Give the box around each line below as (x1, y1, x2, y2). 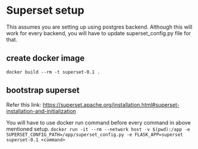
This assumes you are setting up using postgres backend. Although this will (6, 23, 193, 30)
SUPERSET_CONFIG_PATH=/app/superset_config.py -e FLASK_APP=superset (6, 132, 184, 138)
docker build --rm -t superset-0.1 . (6, 69, 100, 75)
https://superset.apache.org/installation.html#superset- (42, 101, 179, 108)
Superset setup (6, 4, 85, 17)
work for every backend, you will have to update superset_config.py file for (6, 29, 191, 36)
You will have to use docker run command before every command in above (6, 119, 191, 126)
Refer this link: (6, 101, 42, 108)
